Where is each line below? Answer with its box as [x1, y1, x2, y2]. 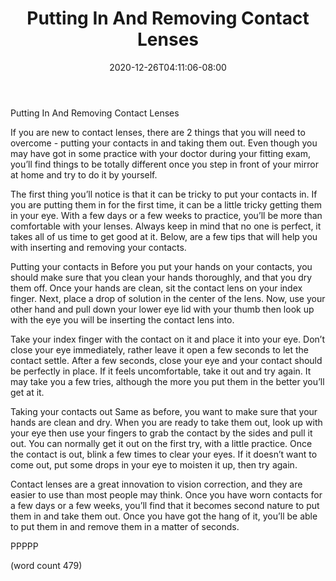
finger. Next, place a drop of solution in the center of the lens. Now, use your [10, 292, 326, 304]
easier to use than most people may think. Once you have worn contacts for [10, 488, 323, 501]
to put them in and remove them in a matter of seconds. [10, 520, 240, 532]
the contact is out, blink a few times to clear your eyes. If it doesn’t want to [10, 448, 318, 460]
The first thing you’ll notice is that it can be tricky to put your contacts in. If [10, 188, 318, 200]
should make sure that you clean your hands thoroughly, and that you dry [10, 271, 313, 283]
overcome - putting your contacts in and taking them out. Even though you [10, 137, 318, 149]
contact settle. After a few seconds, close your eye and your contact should [10, 354, 323, 366]
